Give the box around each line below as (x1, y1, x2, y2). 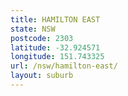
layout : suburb (10, 71, 74, 81)
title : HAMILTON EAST (10, 14, 101, 25)
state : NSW (10, 24, 56, 34)
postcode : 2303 (10, 33, 74, 43)
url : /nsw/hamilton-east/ (10, 61, 118, 71)
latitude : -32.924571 (10, 42, 101, 53)
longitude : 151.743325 (10, 52, 105, 62)
